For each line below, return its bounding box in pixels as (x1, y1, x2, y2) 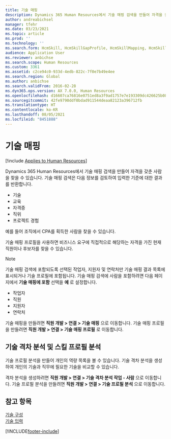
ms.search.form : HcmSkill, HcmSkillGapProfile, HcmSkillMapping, (5, 45, 147, 51)
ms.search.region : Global (5, 74, 60, 79)
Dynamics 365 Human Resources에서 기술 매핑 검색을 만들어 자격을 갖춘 (5, 168, 153, 174)
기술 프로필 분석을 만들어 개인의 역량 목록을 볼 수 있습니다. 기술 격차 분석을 (5, 357, 153, 363)
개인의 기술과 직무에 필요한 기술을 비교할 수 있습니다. (14, 363, 120, 369)
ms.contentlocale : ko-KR (5, 107, 58, 112)
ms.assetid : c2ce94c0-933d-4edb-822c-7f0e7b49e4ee (5, 70, 115, 75)
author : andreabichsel (5, 17, 53, 22)
